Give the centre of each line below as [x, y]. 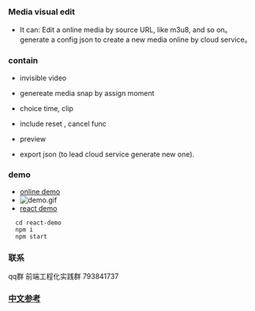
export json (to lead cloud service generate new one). [107, 154]
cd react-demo [38, 223]
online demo [40, 191]
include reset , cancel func [63, 124]
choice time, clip [46, 108]
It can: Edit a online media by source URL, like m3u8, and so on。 [126, 30]
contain [23, 61]
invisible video [43, 78]
